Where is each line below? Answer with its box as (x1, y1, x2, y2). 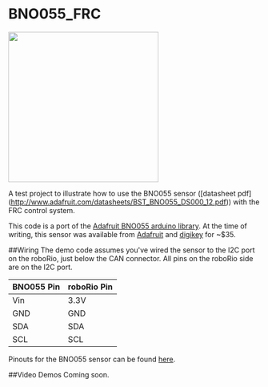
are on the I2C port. (8, 262, 74, 272)
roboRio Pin (67, 281, 114, 292)
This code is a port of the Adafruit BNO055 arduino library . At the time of (8, 221, 248, 231)
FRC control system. (8, 205, 75, 215)
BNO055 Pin (12, 281, 61, 292)
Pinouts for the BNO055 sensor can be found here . (8, 354, 176, 364)
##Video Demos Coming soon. (8, 369, 110, 379)
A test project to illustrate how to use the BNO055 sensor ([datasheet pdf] (8, 188, 252, 198)
